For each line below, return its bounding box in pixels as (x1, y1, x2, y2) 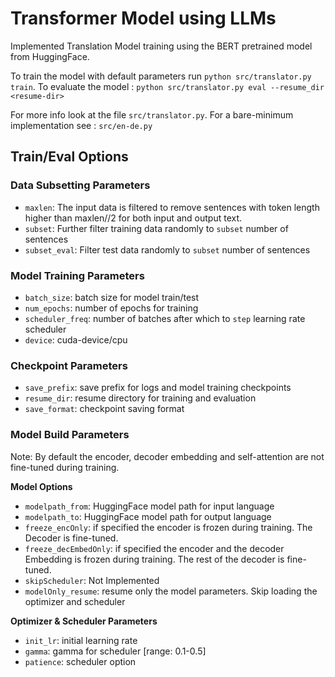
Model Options (10, 480, 73, 492)
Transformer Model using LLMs (10, 7, 277, 30)
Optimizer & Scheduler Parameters (10, 615, 158, 627)
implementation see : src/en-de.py (10, 119, 153, 131)
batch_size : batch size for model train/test (24, 291, 200, 303)
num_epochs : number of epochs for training (24, 302, 199, 314)
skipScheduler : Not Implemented (24, 574, 160, 586)
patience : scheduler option (24, 655, 137, 667)
